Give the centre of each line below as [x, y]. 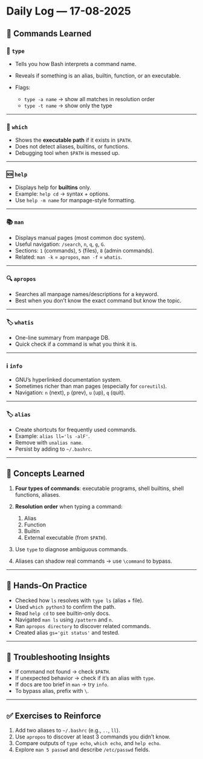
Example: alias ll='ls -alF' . [52, 436]
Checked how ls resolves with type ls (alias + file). [79, 600]
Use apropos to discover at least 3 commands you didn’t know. [93, 737]
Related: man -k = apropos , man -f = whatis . [69, 257]
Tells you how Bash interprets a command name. [76, 64]
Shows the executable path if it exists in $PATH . [73, 140]
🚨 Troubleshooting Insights [58, 657]
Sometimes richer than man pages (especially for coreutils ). [91, 386]
